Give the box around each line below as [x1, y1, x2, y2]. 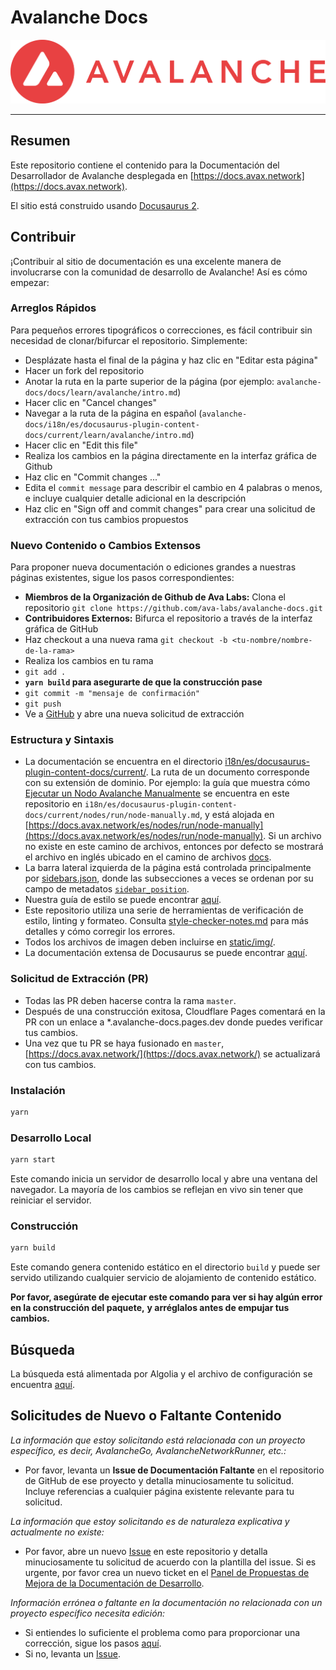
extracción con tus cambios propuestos [24, 513, 189, 525]
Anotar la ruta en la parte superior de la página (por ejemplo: [24, 375, 275, 387]
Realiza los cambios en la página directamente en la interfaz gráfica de [24, 449, 317, 461]
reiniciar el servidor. [10, 1194, 92, 1206]
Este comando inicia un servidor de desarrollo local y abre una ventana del [10, 1173, 318, 1185]
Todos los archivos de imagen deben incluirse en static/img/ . [24, 936, 276, 948]
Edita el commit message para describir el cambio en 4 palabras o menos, [24, 481, 323, 493]
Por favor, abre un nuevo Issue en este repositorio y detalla [24, 1545, 268, 1557]
